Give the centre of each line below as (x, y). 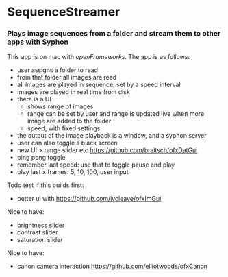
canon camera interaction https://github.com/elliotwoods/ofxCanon (112, 266)
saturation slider (40, 240)
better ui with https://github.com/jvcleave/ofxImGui (89, 199)
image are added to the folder (69, 121)
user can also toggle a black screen (67, 143)
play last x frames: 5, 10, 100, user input (73, 172)
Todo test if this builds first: (46, 185)
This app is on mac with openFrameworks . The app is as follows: (99, 57)
